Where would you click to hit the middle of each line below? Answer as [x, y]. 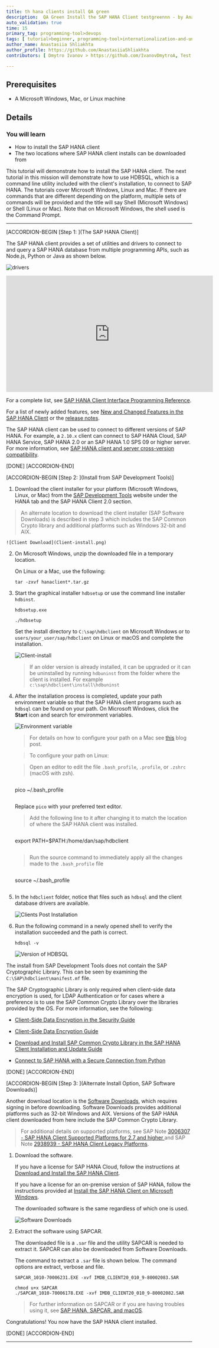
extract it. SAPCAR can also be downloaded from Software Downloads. [101, 1249]
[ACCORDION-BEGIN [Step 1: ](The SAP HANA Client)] [72, 232]
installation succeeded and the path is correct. [71, 932]
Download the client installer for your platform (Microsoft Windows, [96, 489]
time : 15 [17, 28]
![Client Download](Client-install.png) [57, 543]
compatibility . [23, 455]
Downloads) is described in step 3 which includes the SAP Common [103, 519]
